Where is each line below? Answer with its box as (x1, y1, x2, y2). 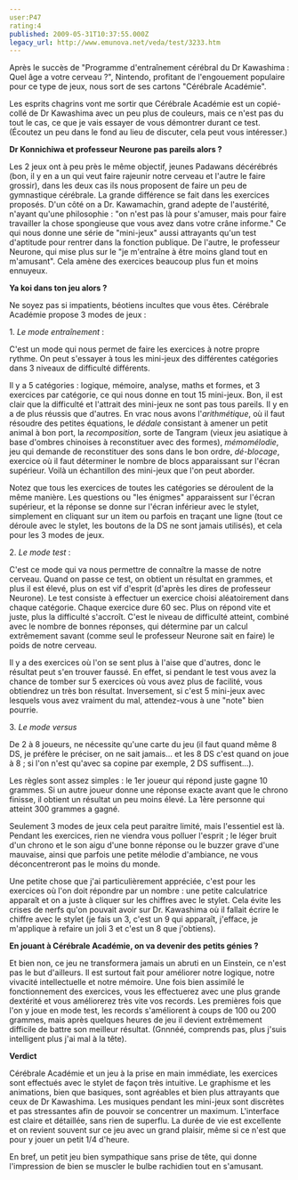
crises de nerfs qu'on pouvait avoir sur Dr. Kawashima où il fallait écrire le (9, 905, 279, 916)
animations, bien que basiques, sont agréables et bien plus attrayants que (9, 1087, 280, 1098)
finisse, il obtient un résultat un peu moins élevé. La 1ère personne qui (9, 794, 265, 805)
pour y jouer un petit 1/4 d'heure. (9, 1135, 130, 1145)
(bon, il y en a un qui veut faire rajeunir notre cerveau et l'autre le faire (9, 171, 266, 182)
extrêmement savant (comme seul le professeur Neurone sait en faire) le (9, 631, 275, 641)
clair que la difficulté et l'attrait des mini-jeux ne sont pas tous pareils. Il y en (9, 399, 289, 410)
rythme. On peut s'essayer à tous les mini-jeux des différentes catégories (9, 354, 278, 364)
